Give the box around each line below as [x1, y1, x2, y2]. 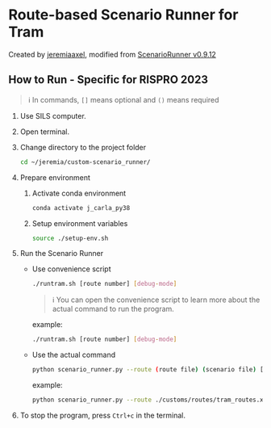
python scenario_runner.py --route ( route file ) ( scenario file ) [31, 366, 256, 374]
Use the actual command [31, 350, 115, 360]
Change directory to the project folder [19, 142, 147, 152]
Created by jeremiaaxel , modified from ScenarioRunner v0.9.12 [8, 49, 216, 59]
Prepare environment [19, 172, 91, 183]
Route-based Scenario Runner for [8, 6, 239, 24]
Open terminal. [19, 127, 70, 136]
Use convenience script [31, 264, 111, 274]
